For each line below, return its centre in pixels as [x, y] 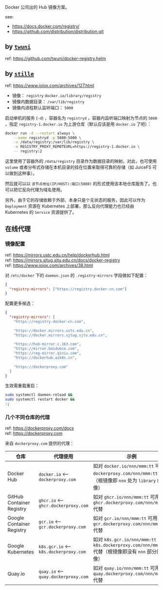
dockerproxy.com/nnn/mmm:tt [125, 474]
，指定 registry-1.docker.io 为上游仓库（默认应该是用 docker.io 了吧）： [78, 124]
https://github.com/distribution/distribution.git [58, 31]
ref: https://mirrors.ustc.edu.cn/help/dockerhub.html [57, 255]
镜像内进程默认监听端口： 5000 [43, 107]
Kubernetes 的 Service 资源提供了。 [41, 212]
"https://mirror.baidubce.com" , [46, 349]
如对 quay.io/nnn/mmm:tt [121, 568]
